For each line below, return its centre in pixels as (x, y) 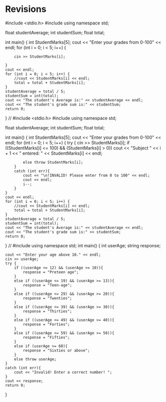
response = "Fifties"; (46, 337)
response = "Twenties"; (47, 298)
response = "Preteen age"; (51, 272)
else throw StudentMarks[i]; (53, 162)
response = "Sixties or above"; (57, 350)
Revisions (26, 9)
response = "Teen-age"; (47, 285)
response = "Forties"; (46, 324)
